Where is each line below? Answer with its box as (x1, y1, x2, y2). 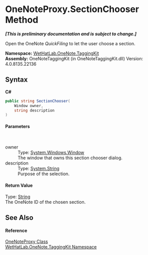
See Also (5, 213, 33, 222)
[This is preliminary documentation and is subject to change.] (5, 31, 136, 37)
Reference (5, 227, 27, 233)
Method (5, 14, 38, 26)
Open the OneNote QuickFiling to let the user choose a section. (5, 40, 135, 46)
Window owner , (14, 103, 43, 108)
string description (14, 108, 55, 113)
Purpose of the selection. (17, 171, 70, 177)
